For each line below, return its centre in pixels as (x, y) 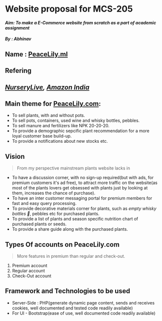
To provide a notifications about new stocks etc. (60, 141)
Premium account (29, 265)
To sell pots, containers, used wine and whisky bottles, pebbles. (76, 120)
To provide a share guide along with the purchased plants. (70, 229)
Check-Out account (32, 276)
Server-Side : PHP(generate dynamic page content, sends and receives (83, 303)
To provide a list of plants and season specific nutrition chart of (75, 219)
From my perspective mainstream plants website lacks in (74, 168)
